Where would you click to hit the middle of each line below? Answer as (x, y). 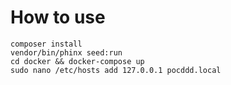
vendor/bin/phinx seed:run (66, 52)
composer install (46, 44)
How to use (58, 17)
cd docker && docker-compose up (77, 61)
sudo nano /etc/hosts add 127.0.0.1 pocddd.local (116, 70)
